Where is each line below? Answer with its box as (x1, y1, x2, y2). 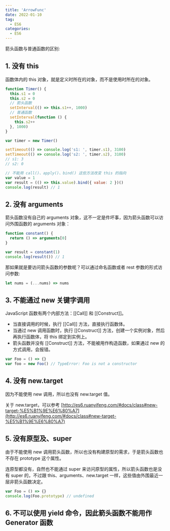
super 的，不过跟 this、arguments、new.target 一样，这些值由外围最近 (11, 472, 159, 478)
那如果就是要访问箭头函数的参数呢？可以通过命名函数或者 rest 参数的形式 (5, 264, 158, 270)
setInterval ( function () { (10, 115, 67, 120)
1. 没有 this (5, 62, 39, 71)
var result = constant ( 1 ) (5, 249, 60, 254)
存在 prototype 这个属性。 (9, 455, 64, 461)
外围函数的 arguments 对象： (9, 221, 71, 227)
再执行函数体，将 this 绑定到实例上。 (12, 334, 90, 340)
